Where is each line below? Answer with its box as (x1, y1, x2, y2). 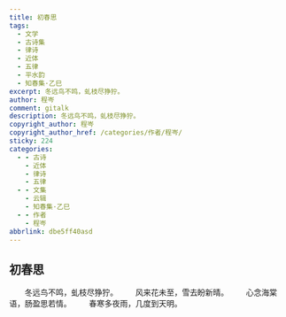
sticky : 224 (9, 136, 53, 145)
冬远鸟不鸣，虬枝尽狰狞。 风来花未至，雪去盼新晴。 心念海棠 (25, 287, 277, 298)
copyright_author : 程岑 (9, 120, 95, 129)
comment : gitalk (9, 104, 69, 112)
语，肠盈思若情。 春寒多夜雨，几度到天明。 (9, 298, 182, 309)
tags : (9, 21, 29, 30)
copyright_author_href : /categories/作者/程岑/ (9, 128, 183, 137)
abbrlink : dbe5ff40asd (9, 227, 93, 236)
